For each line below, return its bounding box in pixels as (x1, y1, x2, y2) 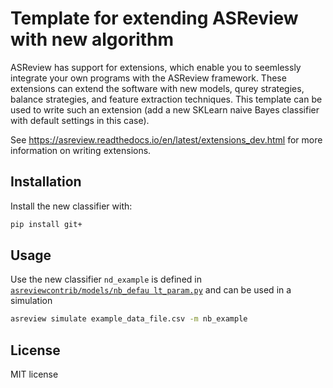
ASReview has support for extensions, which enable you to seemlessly (10, 61, 302, 73)
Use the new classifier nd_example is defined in (10, 273, 202, 286)
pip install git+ (10, 219, 83, 229)
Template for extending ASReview (10, 7, 299, 30)
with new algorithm (10, 28, 175, 51)
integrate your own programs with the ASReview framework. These (10, 72, 287, 84)
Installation (10, 173, 82, 191)
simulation (10, 295, 53, 307)
